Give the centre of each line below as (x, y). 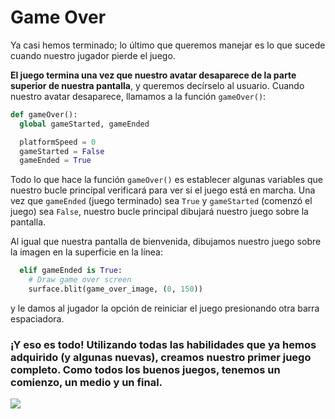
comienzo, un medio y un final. (86, 382)
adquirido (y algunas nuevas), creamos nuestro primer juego (161, 357)
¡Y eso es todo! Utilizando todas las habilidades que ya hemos (163, 344)
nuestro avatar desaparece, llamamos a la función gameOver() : (138, 96)
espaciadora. (37, 318)
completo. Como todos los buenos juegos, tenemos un (145, 369)
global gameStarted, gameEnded (84, 124)
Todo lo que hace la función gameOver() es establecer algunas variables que (167, 180)
